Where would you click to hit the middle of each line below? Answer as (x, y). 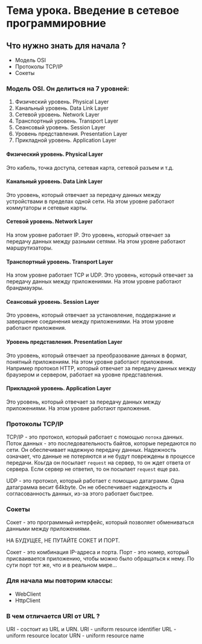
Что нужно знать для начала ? (66, 46)
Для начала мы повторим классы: (59, 581)
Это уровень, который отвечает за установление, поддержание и (91, 315)
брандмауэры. (25, 288)
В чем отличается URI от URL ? (53, 616)
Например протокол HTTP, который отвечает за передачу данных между (101, 368)
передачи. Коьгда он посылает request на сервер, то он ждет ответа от (99, 463)
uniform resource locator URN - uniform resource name (75, 636)
